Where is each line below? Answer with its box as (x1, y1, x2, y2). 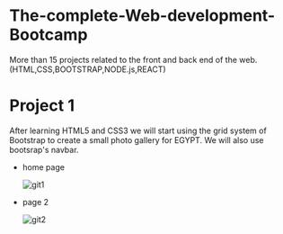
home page (22, 161, 66, 172)
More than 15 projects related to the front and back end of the (9, 54, 238, 65)
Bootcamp (9, 24, 88, 45)
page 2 (22, 196, 49, 207)
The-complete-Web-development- (9, 5, 276, 26)
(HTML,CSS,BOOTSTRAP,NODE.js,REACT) (9, 64, 166, 75)
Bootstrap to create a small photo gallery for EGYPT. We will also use (9, 134, 264, 145)
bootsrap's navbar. (9, 144, 79, 155)
